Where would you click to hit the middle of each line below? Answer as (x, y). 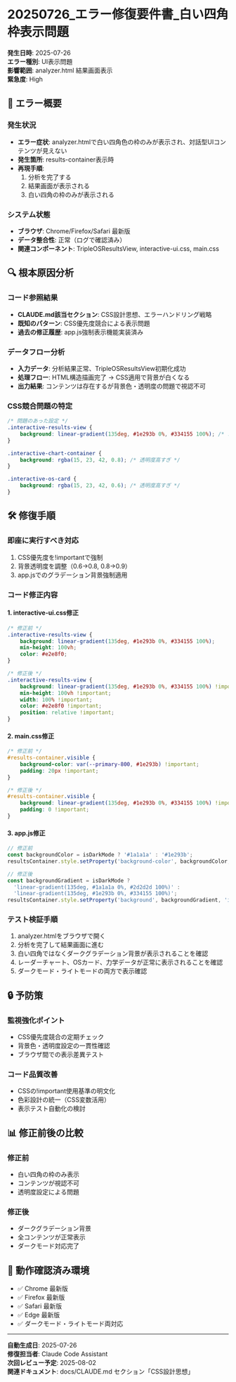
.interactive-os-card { (42, 479)
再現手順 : (31, 168)
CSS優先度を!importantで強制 (60, 557)
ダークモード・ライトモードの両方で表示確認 (82, 971)
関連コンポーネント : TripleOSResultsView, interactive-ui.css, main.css (118, 248)
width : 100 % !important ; (56, 700)
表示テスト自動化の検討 (51, 1109)
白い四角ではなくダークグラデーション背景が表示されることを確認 (113, 953)
